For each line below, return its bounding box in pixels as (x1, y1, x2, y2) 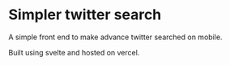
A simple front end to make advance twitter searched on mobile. (8, 32, 223, 42)
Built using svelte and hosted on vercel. (8, 47, 140, 57)
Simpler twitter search (8, 6, 162, 24)
